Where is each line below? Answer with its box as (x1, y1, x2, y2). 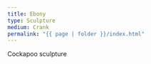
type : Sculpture (7, 17, 56, 24)
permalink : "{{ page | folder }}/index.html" (7, 30, 145, 38)
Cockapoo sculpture (7, 50, 68, 58)
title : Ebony (7, 10, 46, 18)
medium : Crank (7, 23, 50, 31)
